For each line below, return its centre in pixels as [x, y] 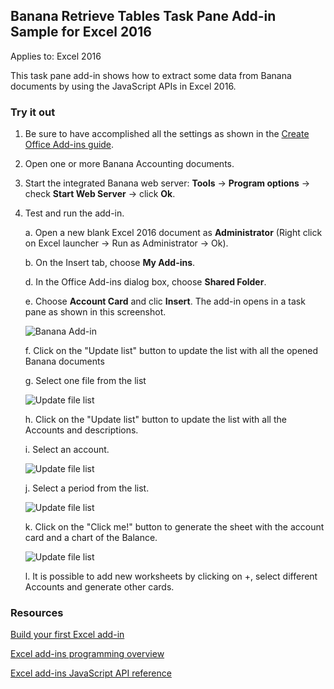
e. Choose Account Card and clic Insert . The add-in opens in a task [165, 301]
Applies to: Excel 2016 [56, 56]
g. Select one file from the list [85, 381]
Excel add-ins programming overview [87, 654]
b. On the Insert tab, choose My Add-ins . [110, 263]
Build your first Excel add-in [67, 635]
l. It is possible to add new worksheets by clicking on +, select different [171, 576]
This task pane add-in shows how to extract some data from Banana [151, 75]
